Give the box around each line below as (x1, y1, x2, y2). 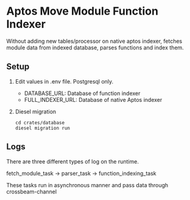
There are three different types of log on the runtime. (6, 157, 139, 165)
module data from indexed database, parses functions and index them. (6, 44, 184, 51)
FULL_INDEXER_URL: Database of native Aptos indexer (24, 96, 163, 103)
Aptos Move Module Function (6, 4, 158, 18)
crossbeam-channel (6, 188, 57, 195)
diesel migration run (15, 125, 70, 131)
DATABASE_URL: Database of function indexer (24, 90, 141, 97)
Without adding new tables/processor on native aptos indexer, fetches (6, 37, 183, 45)
